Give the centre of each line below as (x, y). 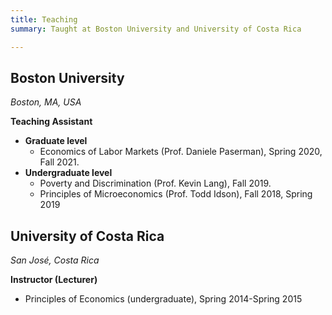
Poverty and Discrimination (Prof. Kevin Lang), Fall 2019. (155, 183)
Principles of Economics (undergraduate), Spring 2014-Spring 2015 (163, 299)
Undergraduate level (68, 173)
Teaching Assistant (51, 122)
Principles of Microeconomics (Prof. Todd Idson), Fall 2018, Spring (176, 194)
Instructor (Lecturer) (54, 280)
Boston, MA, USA (46, 102)
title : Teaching (44, 19)
